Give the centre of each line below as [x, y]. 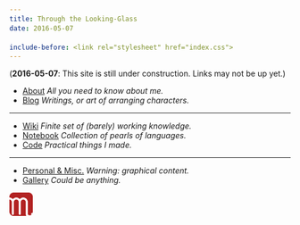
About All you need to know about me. [92, 91]
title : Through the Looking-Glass [74, 19]
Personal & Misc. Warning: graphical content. [105, 171]
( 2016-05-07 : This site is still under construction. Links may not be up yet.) [147, 74]
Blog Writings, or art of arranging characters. [105, 100]
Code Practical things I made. [77, 145]
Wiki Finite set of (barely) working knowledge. [107, 126]
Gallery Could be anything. [71, 180]
